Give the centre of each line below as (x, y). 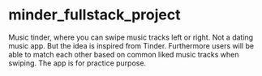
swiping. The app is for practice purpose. (77, 63)
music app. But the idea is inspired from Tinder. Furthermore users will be (131, 45)
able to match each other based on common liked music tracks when (124, 54)
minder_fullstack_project (94, 15)
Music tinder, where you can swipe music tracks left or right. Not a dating (131, 37)
